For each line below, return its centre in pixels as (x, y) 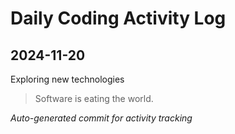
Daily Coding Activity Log (118, 18)
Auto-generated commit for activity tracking (101, 118)
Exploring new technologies (67, 79)
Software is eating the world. (94, 98)
